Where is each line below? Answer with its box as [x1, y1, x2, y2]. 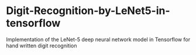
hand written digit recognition [6, 42, 77, 49]
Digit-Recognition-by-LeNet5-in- [6, 4, 171, 18]
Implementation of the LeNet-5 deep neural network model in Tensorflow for [6, 36, 191, 43]
